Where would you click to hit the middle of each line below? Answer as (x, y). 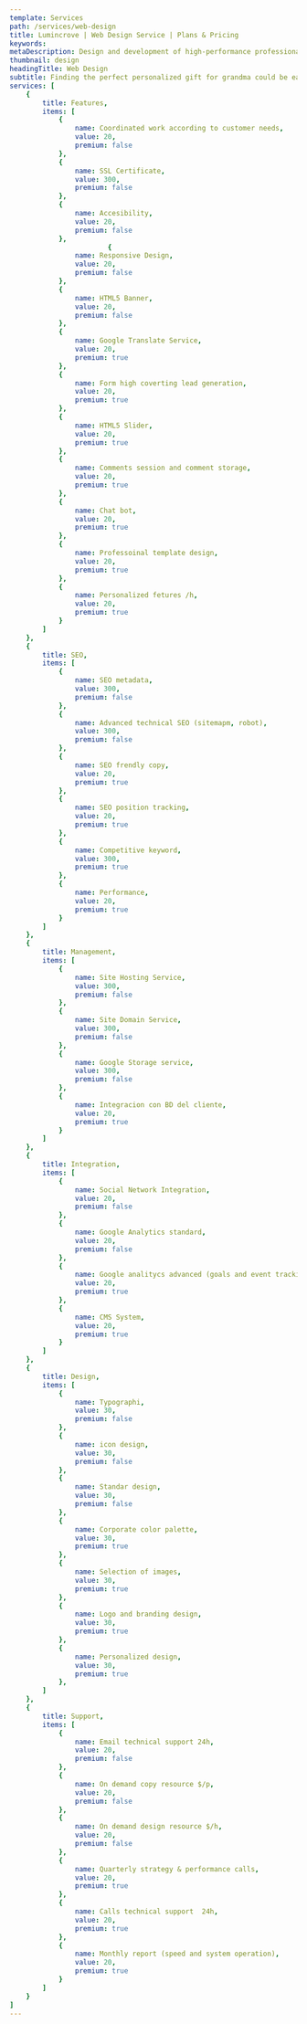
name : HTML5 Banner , (114, 298)
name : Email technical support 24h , (144, 1742)
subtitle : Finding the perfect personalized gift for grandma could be (148, 78)
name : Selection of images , (128, 1572)
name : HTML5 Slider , (114, 426)
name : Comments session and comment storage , (163, 468)
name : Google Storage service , (134, 1062)
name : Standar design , (118, 1487)
